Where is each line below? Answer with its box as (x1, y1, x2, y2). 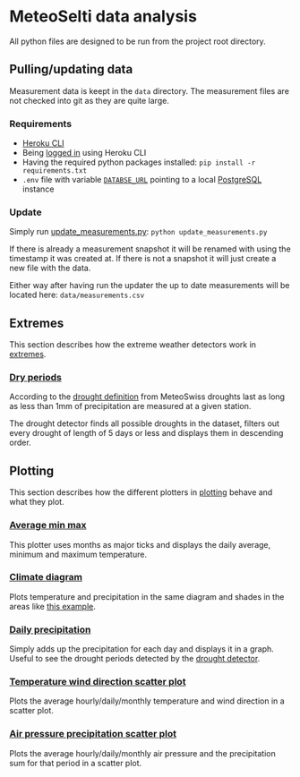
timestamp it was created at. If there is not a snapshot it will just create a (9, 253, 277, 264)
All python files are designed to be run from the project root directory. (9, 36, 266, 47)
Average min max (9, 519, 87, 532)
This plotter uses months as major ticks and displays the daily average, (9, 539, 271, 550)
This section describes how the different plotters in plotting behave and (9, 487, 273, 498)
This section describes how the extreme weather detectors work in (9, 339, 257, 350)
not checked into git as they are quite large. (9, 95, 170, 106)
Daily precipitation (9, 623, 91, 636)
